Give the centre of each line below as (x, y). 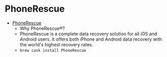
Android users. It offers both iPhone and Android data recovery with (91, 39)
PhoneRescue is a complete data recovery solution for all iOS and (88, 34)
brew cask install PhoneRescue (53, 50)
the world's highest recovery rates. (57, 44)
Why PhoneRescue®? (42, 28)
